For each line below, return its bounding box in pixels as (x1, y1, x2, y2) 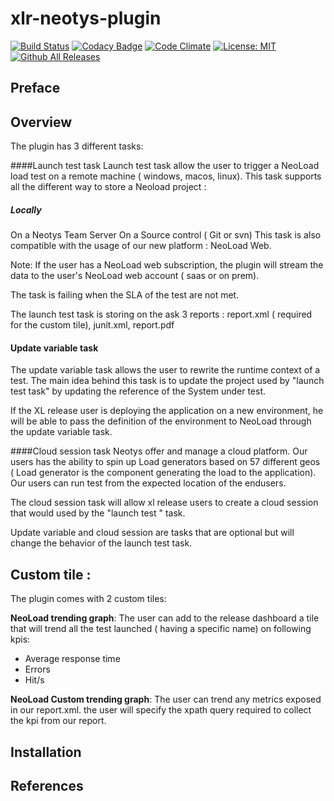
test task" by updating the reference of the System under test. (10, 385, 266, 397)
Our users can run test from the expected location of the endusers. (10, 477, 287, 489)
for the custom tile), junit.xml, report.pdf (10, 319, 175, 331)
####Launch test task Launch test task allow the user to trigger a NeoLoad (10, 160, 320, 172)
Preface (10, 80, 61, 97)
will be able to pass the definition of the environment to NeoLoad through (10, 415, 312, 427)
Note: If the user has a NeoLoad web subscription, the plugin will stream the (10, 259, 324, 271)
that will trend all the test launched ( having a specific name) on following (10, 623, 312, 635)
